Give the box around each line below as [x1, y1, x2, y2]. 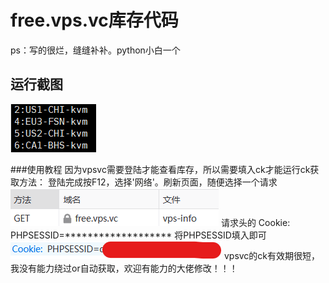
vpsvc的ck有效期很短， [223, 249, 321, 261]
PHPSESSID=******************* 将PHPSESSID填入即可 [10, 229, 267, 241]
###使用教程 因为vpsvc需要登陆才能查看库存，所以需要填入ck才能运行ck [10, 163, 311, 175]
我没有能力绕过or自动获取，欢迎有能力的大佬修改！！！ [10, 262, 238, 274]
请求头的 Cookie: [220, 216, 291, 228]
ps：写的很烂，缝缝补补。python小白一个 [10, 44, 181, 56]
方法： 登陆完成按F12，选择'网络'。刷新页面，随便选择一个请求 [18, 176, 278, 188]
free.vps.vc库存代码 [10, 9, 179, 32]
